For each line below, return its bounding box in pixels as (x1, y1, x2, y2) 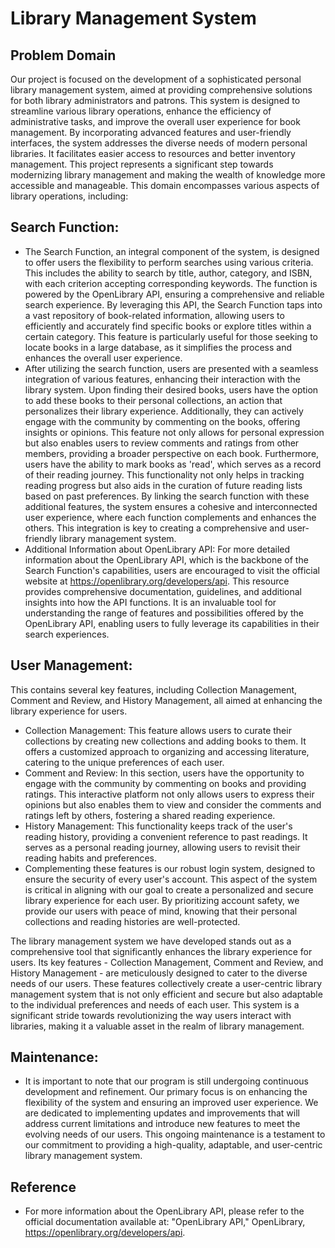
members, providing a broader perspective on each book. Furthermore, (24, 447, 320, 459)
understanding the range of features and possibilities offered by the (24, 607, 304, 619)
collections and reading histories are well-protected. (24, 915, 241, 927)
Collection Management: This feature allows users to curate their (24, 724, 292, 736)
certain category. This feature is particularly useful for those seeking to (24, 330, 318, 342)
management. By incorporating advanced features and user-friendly (10, 127, 292, 138)
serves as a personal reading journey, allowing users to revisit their (24, 841, 301, 853)
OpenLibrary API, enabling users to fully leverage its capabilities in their (24, 617, 320, 629)
